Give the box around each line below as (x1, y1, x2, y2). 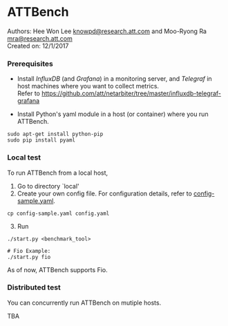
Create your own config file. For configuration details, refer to (17, 189, 192, 198)
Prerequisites (7, 59, 53, 68)
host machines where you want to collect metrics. (17, 82, 160, 90)
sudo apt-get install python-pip (7, 131, 104, 138)
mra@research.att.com (7, 34, 73, 42)
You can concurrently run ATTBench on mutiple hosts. (7, 298, 162, 307)
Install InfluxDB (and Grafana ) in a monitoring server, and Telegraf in (17, 75, 212, 83)
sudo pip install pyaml (7, 137, 76, 144)
